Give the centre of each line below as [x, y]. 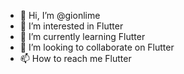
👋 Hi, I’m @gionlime [60, 15]
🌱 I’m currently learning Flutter [82, 36]
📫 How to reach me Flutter [75, 58]
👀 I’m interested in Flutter [71, 26]
